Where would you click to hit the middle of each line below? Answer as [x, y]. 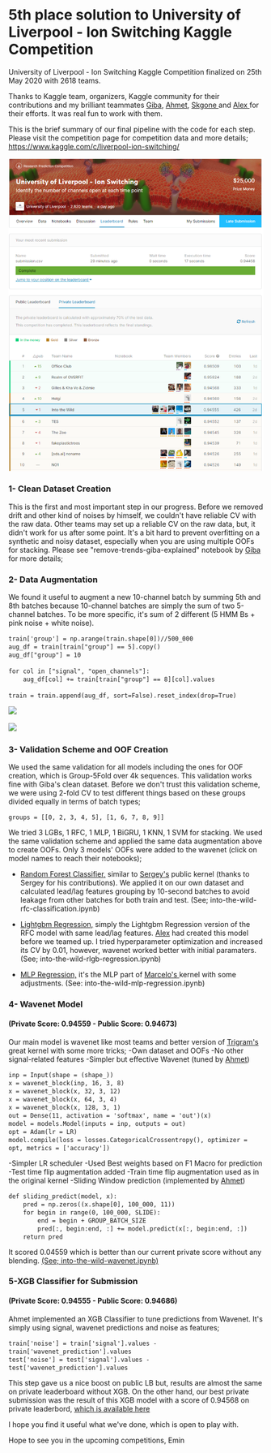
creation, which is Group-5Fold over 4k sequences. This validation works [130, 776]
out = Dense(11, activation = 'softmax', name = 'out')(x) [110, 1115]
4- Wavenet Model [46, 1004]
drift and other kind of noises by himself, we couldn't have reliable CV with [132, 515]
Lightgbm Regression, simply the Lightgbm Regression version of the [135, 925]
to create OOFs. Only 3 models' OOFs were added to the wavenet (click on [133, 850]
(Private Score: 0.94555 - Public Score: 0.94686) [93, 1301]
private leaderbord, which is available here [79, 1408]
